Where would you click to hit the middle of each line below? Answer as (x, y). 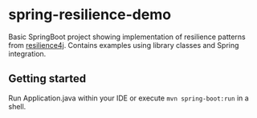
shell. (17, 106)
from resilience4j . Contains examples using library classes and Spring (124, 45)
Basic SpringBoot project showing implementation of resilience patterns (127, 37)
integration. (27, 53)
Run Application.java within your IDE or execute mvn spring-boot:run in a (128, 98)
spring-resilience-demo (90, 15)
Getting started (47, 79)
